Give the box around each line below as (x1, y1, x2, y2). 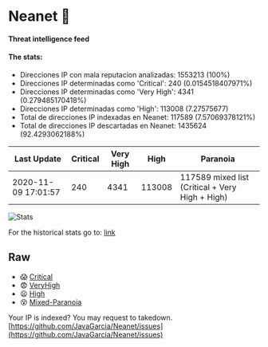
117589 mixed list (179, 172, 250, 183)
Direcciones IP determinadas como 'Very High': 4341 (19, 87, 194, 97)
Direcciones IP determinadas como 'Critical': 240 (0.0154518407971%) (19, 78, 253, 88)
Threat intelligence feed (8, 34, 90, 43)
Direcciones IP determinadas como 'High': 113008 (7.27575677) (19, 104, 229, 113)
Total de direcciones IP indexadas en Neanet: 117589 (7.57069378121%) (19, 112, 256, 122)
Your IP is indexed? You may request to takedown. (8, 313, 173, 322)
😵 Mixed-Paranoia (19, 297, 82, 306)
